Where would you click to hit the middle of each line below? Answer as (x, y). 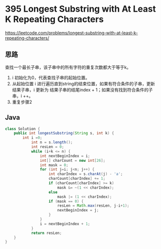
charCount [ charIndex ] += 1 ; (77, 179)
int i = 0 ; (32, 138)
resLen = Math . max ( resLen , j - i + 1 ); (93, 206)
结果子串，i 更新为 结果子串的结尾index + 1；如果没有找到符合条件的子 (82, 90)
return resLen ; (46, 233)
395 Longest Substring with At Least (80, 9)
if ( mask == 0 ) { (66, 201)
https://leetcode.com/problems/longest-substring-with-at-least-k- (72, 33)
